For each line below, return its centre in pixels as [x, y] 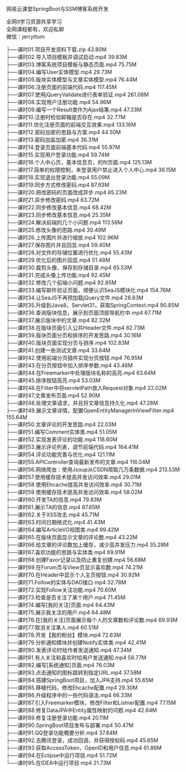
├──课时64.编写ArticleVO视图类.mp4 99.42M [63, 530]
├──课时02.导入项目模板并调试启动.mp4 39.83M [67, 57]
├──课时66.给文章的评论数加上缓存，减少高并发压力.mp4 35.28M [88, 545]
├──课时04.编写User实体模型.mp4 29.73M [59, 72]
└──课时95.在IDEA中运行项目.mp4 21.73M [59, 763]
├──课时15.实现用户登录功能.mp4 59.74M [58, 155]
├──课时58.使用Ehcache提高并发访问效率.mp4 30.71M [74, 484]
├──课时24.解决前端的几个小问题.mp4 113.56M [64, 222]
